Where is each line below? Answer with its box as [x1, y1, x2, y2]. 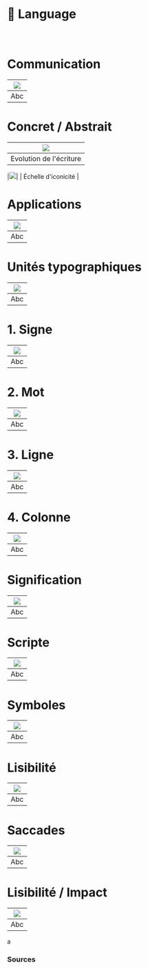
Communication [7, 57, 101, 72]
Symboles [7, 697, 66, 713]
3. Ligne [7, 447, 54, 462]
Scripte [7, 635, 50, 650]
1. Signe [7, 322, 53, 338]
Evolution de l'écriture [10, 153, 81, 163]
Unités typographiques [7, 259, 142, 275]
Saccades [7, 822, 65, 838]
